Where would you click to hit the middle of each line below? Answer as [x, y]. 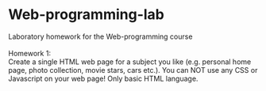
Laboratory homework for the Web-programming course [100, 36]
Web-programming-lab [87, 15]
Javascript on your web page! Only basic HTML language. [103, 78]
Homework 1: [30, 53]
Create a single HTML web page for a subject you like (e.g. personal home [130, 62]
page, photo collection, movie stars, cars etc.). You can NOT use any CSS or [133, 70]
